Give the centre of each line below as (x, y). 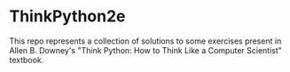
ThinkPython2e (67, 16)
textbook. (27, 60)
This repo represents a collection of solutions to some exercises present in (145, 41)
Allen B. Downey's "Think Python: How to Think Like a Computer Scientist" (145, 50)
